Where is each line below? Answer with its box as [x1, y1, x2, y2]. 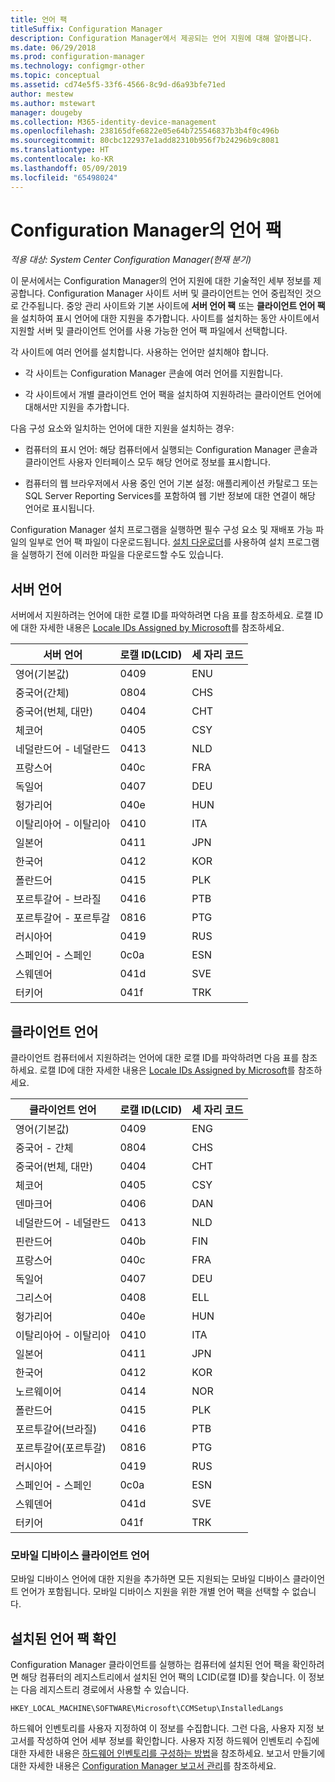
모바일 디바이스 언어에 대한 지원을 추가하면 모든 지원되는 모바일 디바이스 [10, 1573, 291, 1585]
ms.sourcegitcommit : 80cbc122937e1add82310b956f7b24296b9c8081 [10, 136, 280, 146]
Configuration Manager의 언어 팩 [10, 219, 282, 241]
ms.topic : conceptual [10, 71, 101, 81]
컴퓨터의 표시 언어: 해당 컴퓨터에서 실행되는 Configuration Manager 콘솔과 [24, 444, 318, 456]
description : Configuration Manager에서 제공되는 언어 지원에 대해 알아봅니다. [10, 33, 313, 43]
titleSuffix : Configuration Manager [10, 24, 163, 34]
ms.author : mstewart [10, 98, 97, 108]
